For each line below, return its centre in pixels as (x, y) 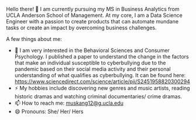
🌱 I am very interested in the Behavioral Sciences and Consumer (92, 50)
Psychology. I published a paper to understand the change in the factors (102, 56)
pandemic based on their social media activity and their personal (92, 69)
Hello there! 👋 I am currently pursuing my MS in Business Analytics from (93, 9)
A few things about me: (34, 39)
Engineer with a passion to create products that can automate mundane (92, 21)
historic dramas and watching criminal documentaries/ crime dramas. (98, 96)
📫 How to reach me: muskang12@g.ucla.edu (69, 103)
